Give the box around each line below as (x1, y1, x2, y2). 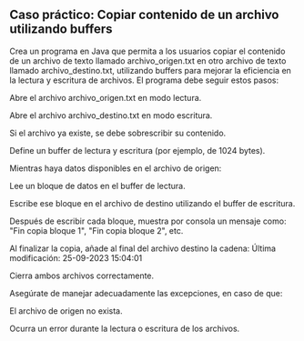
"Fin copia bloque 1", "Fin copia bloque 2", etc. (9, 225, 184, 236)
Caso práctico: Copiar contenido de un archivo (9, 7, 279, 23)
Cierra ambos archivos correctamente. (9, 270, 155, 281)
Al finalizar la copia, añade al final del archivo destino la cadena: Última (9, 243, 276, 254)
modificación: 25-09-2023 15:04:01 (9, 252, 143, 263)
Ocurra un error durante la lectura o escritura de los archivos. (9, 323, 240, 334)
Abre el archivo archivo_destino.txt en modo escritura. (9, 109, 213, 121)
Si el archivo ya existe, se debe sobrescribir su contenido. (9, 127, 227, 138)
